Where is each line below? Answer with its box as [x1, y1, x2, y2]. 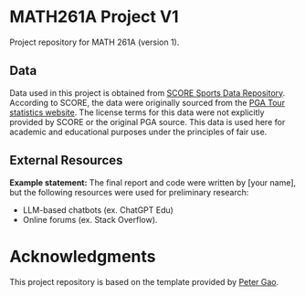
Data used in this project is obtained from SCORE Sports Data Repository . [9, 87, 286, 98]
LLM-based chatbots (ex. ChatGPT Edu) [22, 204, 174, 216]
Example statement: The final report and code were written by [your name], [9, 176, 297, 188]
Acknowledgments [9, 246, 157, 267]
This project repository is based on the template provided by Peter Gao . [9, 276, 279, 287]
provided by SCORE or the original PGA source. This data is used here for [9, 116, 286, 127]
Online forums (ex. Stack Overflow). [22, 214, 158, 225]
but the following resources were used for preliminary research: [9, 186, 249, 197]
